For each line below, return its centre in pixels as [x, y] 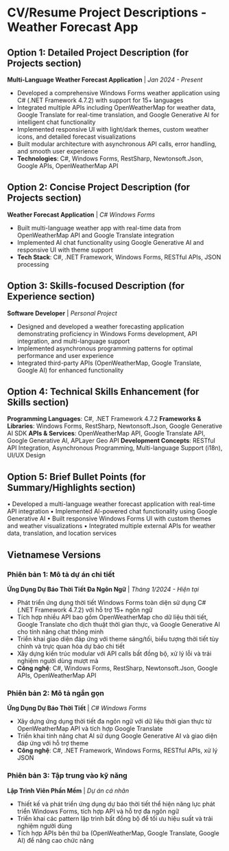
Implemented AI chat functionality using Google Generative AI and [110, 242]
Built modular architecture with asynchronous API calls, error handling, [117, 144]
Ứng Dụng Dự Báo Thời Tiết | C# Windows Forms [77, 708]
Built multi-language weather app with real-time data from [99, 228]
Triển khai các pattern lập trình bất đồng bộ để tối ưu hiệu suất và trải [115, 818]
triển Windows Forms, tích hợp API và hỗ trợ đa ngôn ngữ [98, 811]
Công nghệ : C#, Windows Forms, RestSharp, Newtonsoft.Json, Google [117, 668]
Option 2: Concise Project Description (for [99, 188]
